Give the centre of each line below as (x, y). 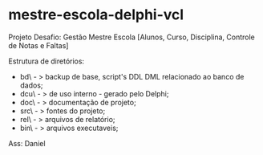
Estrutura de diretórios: (47, 61)
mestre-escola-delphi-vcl (96, 15)
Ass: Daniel (27, 143)
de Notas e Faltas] (38, 45)
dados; (31, 85)
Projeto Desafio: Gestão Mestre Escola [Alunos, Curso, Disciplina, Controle (131, 37)
